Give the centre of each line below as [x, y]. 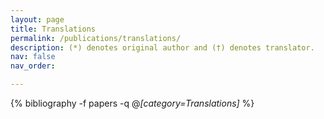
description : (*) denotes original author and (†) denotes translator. [162, 47]
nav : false [33, 57]
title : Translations [53, 29]
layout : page [37, 19]
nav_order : [33, 66]
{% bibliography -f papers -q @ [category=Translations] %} [132, 103]
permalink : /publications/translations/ [96, 38]
